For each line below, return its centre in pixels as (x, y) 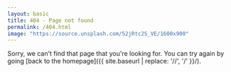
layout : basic (28, 14)
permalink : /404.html (39, 27)
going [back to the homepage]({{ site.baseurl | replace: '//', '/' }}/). (104, 61)
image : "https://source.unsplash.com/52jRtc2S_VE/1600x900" (98, 34)
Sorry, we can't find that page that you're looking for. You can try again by (116, 54)
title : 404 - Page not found (50, 20)
